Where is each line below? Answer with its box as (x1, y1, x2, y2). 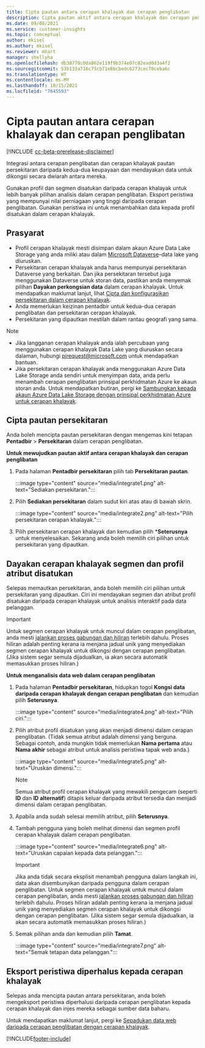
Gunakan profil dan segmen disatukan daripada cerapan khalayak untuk (6, 184, 187, 192)
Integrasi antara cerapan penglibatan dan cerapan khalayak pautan (6, 159, 175, 167)
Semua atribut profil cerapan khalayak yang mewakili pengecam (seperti (15, 788, 198, 795)
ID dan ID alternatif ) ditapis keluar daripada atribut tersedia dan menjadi (15, 794, 196, 802)
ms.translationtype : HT (6, 71, 67, 77)
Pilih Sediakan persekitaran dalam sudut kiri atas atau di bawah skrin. (15, 498, 192, 505)
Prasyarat (6, 228, 45, 239)
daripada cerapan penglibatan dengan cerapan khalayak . (6, 1023, 150, 1031)
